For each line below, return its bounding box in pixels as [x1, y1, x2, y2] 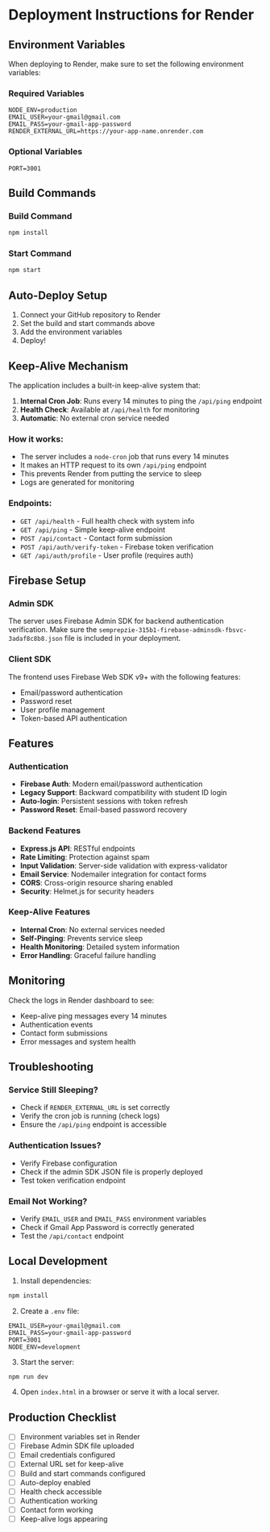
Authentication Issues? [8, 1140, 102, 1151]
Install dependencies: [19, 1275, 92, 1285]
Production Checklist [8, 1410, 117, 1424]
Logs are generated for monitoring [19, 478, 135, 488]
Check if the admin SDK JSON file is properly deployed [19, 1166, 203, 1176]
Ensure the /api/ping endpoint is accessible [19, 1120, 167, 1129]
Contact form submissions [19, 1028, 108, 1038]
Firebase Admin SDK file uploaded [19, 1441, 135, 1450]
